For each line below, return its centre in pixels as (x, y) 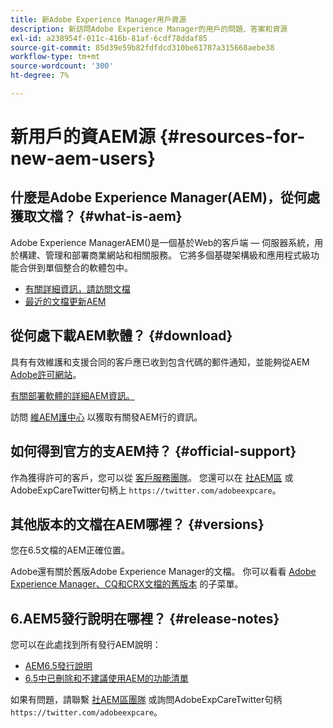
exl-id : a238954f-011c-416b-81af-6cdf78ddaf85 (109, 38)
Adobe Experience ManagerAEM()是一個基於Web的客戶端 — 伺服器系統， (162, 242)
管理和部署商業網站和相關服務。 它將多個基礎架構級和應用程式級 (177, 255)
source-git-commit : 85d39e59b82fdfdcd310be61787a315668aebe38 (142, 47)
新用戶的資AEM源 (83, 137)
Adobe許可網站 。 (46, 374)
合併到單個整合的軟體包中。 (75, 267)
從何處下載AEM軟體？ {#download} (121, 336)
